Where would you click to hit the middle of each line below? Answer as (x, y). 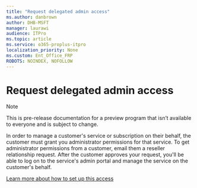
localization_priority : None (42, 50)
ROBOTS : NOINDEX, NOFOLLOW (39, 61)
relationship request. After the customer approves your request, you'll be (95, 155)
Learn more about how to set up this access (60, 179)
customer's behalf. (29, 167)
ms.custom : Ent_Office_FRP (39, 56)
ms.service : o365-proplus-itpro (46, 45)
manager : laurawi (28, 28)
